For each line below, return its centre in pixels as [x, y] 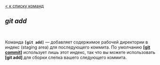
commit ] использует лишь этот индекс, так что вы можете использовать [80, 52]
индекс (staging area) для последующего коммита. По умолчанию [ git [78, 47]
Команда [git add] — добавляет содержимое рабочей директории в [77, 42]
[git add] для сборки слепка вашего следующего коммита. [66, 57]
